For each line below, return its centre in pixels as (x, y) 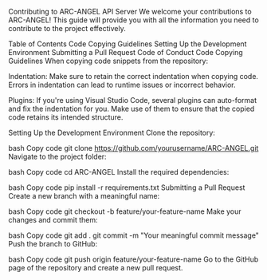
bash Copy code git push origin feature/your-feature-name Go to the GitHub (133, 259)
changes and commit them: (53, 220)
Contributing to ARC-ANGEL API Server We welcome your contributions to (130, 12)
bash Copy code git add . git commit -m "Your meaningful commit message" (133, 235)
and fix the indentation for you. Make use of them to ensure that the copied (132, 108)
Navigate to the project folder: (57, 156)
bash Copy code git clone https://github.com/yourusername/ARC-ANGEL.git (133, 148)
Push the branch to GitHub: (53, 244)
